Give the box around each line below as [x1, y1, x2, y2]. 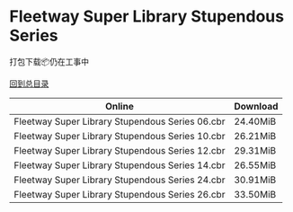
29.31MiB [233, 144, 277, 156]
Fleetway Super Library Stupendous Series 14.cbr [13, 159, 226, 172]
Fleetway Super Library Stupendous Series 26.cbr [13, 188, 226, 200]
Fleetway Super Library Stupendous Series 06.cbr [13, 115, 226, 128]
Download [233, 100, 279, 112]
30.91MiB [233, 173, 277, 186]
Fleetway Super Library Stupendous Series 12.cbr [13, 144, 226, 156]
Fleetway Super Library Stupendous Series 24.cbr [13, 173, 226, 186]
